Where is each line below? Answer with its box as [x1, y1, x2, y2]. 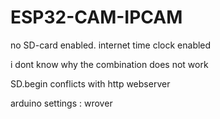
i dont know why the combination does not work [10, 58, 209, 70]
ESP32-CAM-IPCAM [10, 6, 183, 29]
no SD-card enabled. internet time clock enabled [10, 39, 212, 51]
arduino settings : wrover [10, 97, 113, 109]
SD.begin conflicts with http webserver [10, 77, 171, 90]
